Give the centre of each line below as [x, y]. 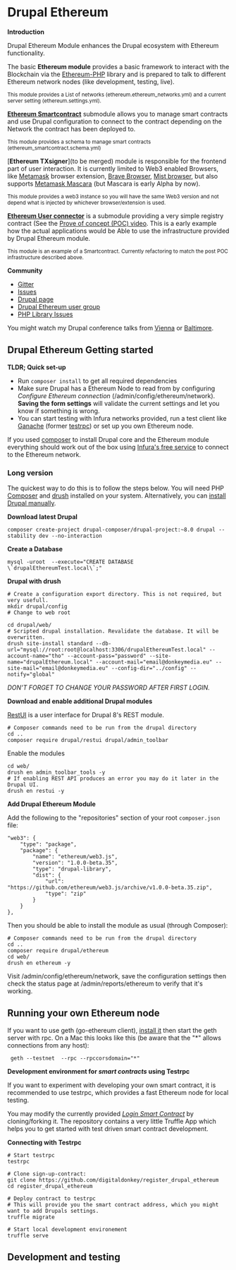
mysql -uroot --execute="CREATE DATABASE [70, 562]
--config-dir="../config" [150, 669]
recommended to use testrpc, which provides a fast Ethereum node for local [118, 1092]
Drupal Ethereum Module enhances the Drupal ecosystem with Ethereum [113, 45]
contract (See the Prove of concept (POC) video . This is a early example [112, 223]
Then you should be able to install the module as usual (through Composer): [118, 925]
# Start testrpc [31, 1155]
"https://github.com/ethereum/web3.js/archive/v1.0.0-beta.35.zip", [110, 888]
